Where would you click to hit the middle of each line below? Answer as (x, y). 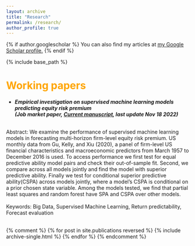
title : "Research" (28, 17)
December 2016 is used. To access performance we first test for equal (91, 157)
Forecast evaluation (30, 213)
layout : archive (26, 11)
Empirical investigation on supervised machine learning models (94, 102)
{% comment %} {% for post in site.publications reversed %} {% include (93, 230)
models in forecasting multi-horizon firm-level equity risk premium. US (91, 138)
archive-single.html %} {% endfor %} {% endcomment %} (76, 237)
